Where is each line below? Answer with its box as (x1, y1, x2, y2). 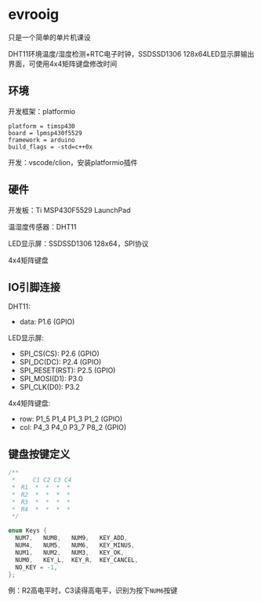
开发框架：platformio (8, 106, 76, 116)
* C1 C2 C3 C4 (11, 476, 72, 484)
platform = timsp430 (8, 122, 76, 130)
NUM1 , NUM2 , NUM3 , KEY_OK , (15, 549, 125, 556)
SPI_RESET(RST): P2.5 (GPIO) (19, 365, 116, 375)
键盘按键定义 (8, 447, 71, 461)
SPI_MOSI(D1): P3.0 (19, 374, 84, 384)
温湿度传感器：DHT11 (8, 222, 77, 231)
